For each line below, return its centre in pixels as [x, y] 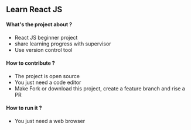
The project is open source [47, 76]
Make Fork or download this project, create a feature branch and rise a [100, 88]
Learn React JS [34, 10]
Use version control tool [43, 50]
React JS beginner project [46, 37]
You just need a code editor [48, 82]
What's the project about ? [39, 24]
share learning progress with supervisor [63, 44]
